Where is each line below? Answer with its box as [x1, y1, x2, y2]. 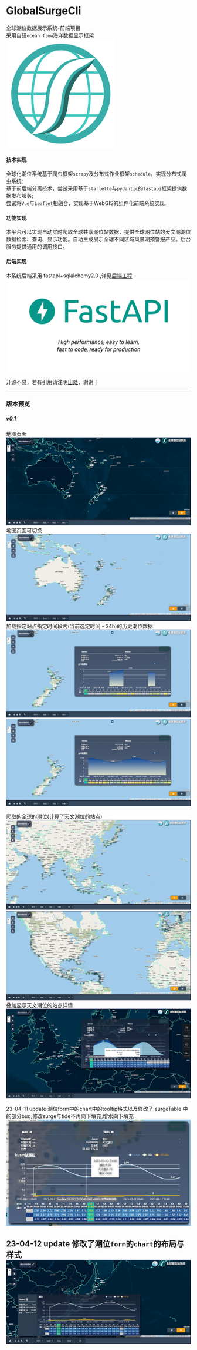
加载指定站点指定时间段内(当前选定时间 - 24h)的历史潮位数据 [6, 623, 154, 630]
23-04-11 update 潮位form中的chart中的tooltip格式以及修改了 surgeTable [6, 1106, 182, 1113]
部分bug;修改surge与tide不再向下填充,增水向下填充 [11, 1113, 134, 1120]
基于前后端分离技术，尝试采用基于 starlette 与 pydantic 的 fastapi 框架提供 [6, 185, 182, 192]
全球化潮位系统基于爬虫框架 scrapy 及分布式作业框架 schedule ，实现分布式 [6, 170, 182, 177]
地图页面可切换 [6, 527, 42, 534]
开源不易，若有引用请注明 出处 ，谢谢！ [6, 378, 98, 385]
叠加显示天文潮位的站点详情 [6, 1002, 73, 1009]
